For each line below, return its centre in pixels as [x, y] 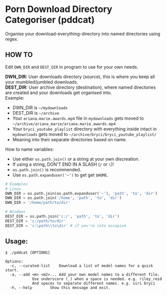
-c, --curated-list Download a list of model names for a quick [81, 266]
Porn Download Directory [59, 9]
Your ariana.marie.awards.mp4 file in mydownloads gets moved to [78, 118]
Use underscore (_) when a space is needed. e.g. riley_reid [97, 279]
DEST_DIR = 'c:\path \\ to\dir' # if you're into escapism [66, 226]
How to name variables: [29, 149]
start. [12, 270]
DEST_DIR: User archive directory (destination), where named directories [80, 87]
